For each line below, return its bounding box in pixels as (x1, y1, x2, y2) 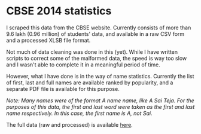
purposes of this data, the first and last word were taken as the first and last (6, 103, 195, 110)
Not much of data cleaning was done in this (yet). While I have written (6, 48, 178, 55)
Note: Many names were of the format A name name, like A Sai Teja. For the (6, 97, 194, 104)
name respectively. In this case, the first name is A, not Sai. (6, 109, 153, 117)
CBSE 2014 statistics (6, 4, 112, 18)
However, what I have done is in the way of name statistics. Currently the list (6, 72, 194, 80)
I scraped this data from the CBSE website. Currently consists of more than (6, 24, 191, 31)
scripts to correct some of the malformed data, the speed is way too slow (6, 54, 187, 62)
